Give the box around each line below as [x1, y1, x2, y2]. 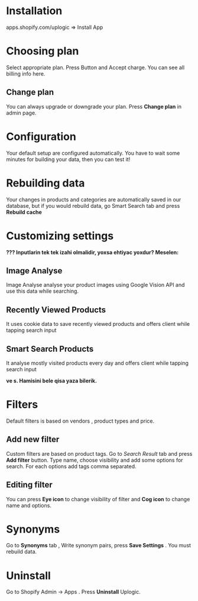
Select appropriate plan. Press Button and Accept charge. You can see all [6, 64, 185, 71]
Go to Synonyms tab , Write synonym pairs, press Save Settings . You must [6, 542, 191, 549]
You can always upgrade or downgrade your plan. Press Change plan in [6, 103, 182, 110]
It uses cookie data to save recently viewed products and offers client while [6, 321, 190, 328]
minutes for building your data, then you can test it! [6, 155, 131, 163]
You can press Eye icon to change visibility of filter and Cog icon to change [6, 495, 190, 502]
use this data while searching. [6, 288, 79, 295]
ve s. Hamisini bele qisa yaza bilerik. [6, 377, 98, 384]
